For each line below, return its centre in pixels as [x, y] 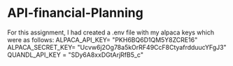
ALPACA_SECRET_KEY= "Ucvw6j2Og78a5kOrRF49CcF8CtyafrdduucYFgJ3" [117, 47]
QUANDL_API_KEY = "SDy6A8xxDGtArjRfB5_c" [75, 55]
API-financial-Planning [75, 13]
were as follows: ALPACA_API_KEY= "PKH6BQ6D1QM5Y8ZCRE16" [103, 39]
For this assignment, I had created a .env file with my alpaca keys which [111, 32]
